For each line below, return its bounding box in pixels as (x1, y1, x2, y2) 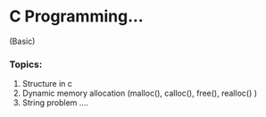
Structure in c (21, 79, 73, 89)
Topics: (9, 58, 43, 71)
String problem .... (21, 97, 89, 108)
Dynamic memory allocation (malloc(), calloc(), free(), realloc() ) (21, 88, 257, 99)
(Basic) (9, 36, 36, 46)
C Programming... (9, 6, 145, 27)
